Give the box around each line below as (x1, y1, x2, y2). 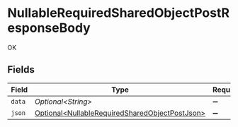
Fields (7, 64, 35, 75)
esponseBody (7, 20, 91, 36)
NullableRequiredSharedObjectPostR (7, 5, 230, 21)
